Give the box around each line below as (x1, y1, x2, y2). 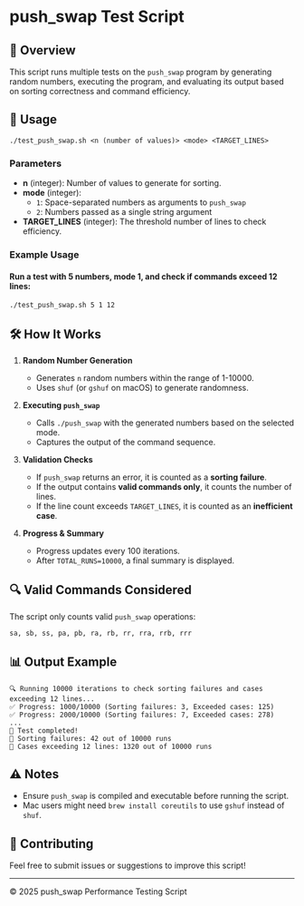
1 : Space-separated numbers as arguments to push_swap (35, 197, 247, 208)
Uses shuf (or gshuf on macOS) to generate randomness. (35, 383, 249, 394)
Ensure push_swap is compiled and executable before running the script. (22, 791, 290, 802)
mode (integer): (22, 188, 81, 199)
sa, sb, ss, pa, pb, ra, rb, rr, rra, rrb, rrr (9, 628, 193, 638)
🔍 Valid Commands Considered (9, 582, 192, 598)
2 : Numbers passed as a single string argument (35, 207, 213, 218)
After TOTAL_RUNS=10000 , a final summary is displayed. (35, 555, 235, 566)
